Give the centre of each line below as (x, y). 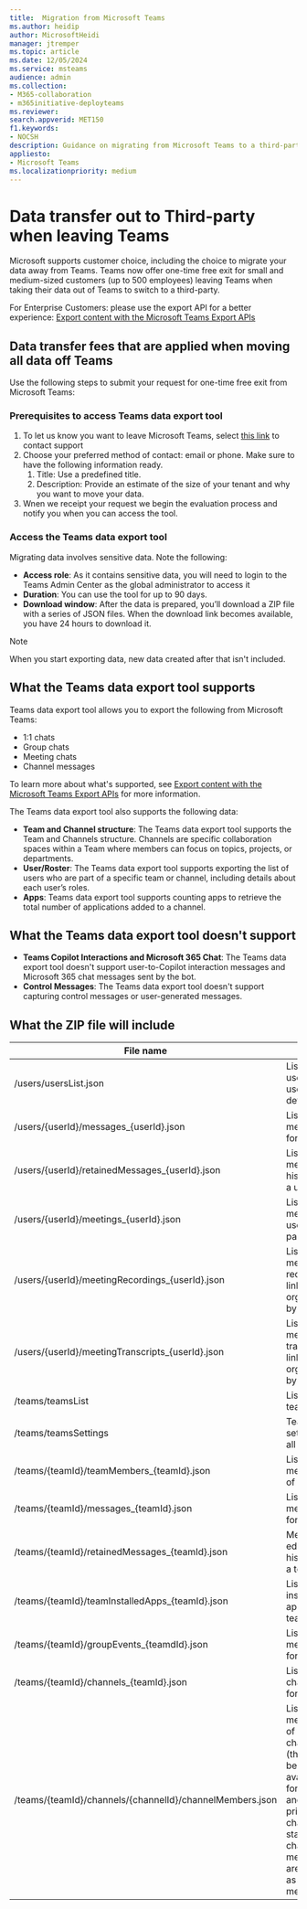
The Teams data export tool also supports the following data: (124, 811)
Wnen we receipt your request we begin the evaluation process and (150, 504)
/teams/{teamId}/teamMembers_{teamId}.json (112, 1471)
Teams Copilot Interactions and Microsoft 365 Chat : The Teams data (154, 957)
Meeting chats (50, 756)
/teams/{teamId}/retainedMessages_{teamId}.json (121, 1552)
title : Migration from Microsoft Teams (88, 18)
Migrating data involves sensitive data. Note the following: (118, 557)
